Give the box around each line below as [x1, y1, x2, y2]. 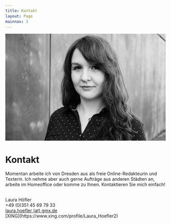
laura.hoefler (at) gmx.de [5, 208, 58, 214]
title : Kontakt [5, 8, 38, 13]
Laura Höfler [5, 197, 32, 203]
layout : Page [5, 13, 33, 19]
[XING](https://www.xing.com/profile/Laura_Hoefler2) [5, 213, 118, 219]
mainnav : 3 [5, 19, 28, 24]
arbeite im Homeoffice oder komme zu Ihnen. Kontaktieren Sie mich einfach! [5, 181, 165, 188]
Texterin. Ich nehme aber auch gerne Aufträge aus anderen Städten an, [5, 176, 155, 182]
